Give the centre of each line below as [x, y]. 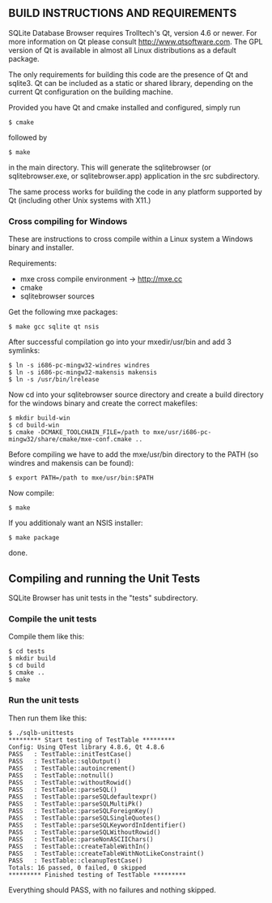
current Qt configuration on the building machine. [91, 92]
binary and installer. [41, 247]
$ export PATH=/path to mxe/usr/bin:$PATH [81, 478]
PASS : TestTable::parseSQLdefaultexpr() [83, 797]
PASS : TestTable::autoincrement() [72, 768]
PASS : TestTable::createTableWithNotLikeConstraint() [106, 854]
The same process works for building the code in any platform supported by [136, 191]
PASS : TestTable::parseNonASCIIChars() [81, 839]
